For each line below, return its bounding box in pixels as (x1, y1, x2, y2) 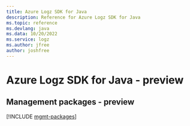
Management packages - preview (6, 97, 135, 107)
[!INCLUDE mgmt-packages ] (6, 113, 77, 120)
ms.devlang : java (6, 25, 50, 32)
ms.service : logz (6, 36, 50, 42)
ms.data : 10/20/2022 (6, 31, 58, 37)
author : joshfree (6, 48, 50, 54)
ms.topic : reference (6, 20, 58, 26)
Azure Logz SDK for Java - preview (6, 73, 184, 87)
